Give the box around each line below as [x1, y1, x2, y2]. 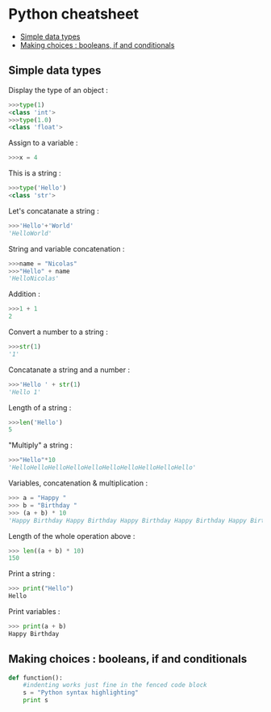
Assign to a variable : [8, 138, 78, 148]
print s [23, 697, 48, 705]
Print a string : [8, 569, 55, 578]
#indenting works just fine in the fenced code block [23, 681, 207, 689]
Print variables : [8, 607, 60, 616]
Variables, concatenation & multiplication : [8, 478, 148, 488]
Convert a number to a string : [8, 327, 109, 337]
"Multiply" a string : [8, 440, 73, 450]
